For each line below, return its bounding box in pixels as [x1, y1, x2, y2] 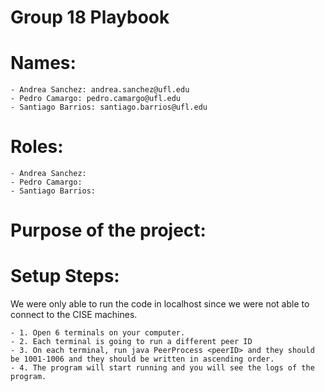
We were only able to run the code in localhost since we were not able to [10, 298, 310, 310]
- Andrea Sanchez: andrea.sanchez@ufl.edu [10, 85, 190, 95]
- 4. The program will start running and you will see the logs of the [10, 363, 315, 373]
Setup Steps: [10, 265, 120, 288]
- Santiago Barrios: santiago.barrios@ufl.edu [10, 102, 208, 113]
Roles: [10, 136, 64, 158]
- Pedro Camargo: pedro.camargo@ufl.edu [10, 94, 182, 104]
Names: [10, 52, 77, 75]
